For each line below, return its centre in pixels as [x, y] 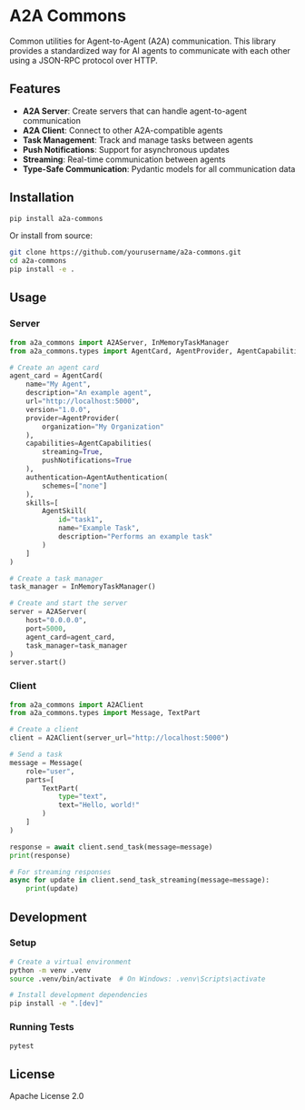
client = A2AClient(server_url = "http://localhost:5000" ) [119, 738]
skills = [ [42, 503]
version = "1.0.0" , [59, 409]
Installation [42, 198]
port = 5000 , [46, 629]
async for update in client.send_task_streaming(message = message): [140, 880]
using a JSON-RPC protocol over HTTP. [84, 60]
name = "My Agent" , [59, 384]
